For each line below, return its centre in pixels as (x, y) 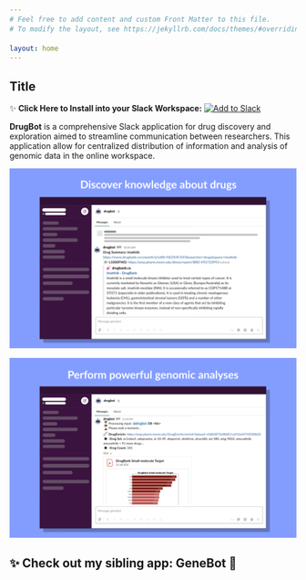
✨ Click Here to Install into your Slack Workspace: (106, 109)
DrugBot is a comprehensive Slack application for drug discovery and (140, 127)
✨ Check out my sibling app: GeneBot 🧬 (123, 563)
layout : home (34, 48)
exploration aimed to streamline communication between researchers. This (150, 136)
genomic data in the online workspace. (82, 156)
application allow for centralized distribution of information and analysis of (149, 146)
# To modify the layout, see (65, 29)
